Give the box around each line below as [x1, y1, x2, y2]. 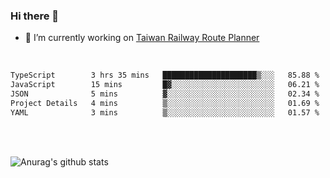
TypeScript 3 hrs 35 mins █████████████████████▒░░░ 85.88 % [10, 70, 320, 81]
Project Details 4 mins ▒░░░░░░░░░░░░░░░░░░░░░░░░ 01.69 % [10, 98, 320, 108]
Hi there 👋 [10, 9, 60, 23]
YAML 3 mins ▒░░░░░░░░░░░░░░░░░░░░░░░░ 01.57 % [10, 107, 320, 118]
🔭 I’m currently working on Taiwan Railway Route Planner [24, 32, 260, 44]
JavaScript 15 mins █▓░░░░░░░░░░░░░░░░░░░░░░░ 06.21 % [10, 80, 320, 90]
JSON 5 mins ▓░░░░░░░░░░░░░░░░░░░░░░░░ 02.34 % [10, 89, 320, 99]
